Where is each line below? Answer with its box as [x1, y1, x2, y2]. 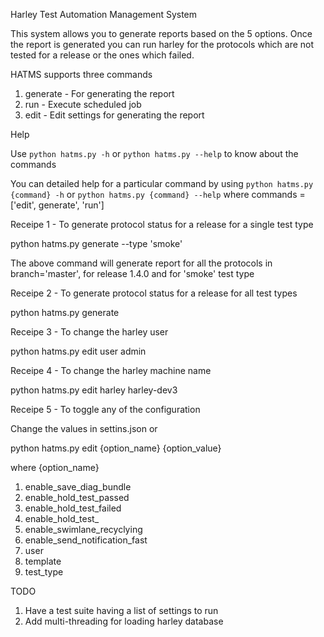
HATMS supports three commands [10, 69, 153, 80]
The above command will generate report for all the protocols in [10, 257, 273, 269]
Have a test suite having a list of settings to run [24, 605, 219, 616]
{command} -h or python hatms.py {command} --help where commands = [10, 189, 306, 200]
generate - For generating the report [24, 88, 175, 99]
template [24, 555, 62, 567]
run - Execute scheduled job [24, 99, 142, 110]
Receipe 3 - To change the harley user [10, 326, 169, 338]
